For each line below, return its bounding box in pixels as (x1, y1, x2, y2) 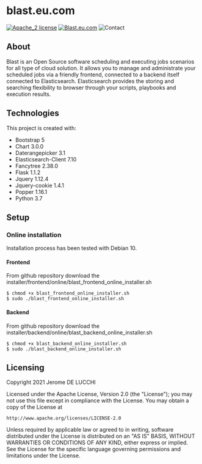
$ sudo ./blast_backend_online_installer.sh (6, 346, 121, 352)
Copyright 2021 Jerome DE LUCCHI (6, 378, 96, 386)
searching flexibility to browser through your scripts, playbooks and (6, 84, 176, 91)
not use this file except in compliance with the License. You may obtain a (6, 397, 189, 404)
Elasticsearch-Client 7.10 (15, 155, 77, 163)
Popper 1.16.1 (15, 188, 48, 196)
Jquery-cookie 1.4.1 (15, 182, 64, 189)
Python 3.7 (15, 194, 43, 202)
